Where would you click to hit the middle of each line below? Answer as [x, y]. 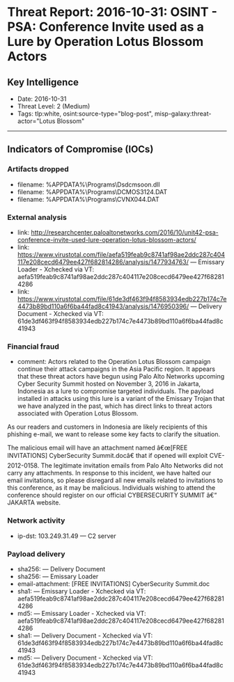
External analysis [37, 217]
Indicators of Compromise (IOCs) [80, 149]
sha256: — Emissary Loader [58, 576]
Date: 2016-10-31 [42, 99]
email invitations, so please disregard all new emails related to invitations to [115, 480]
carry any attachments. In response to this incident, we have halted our [109, 473]
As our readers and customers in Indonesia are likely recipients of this [107, 427]
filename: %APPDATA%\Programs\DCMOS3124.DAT [92, 191]
